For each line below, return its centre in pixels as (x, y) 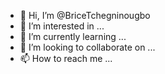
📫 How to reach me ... (66, 58)
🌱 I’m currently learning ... (73, 36)
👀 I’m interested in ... (62, 26)
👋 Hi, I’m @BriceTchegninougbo (85, 15)
